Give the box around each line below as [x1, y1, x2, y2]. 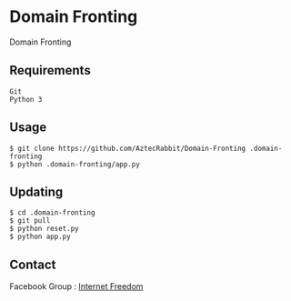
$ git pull [9, 216, 51, 226]
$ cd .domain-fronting [9, 208, 95, 217]
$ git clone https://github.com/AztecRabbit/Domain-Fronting [9, 144, 246, 153]
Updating [9, 184, 64, 199]
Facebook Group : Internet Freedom [9, 281, 144, 292]
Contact [9, 256, 56, 272]
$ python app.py [9, 232, 71, 242]
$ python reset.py [9, 225, 79, 234]
